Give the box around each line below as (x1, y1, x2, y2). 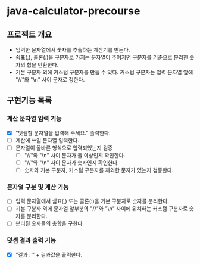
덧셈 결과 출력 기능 (7, 237, 57, 245)
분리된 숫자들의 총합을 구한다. (15, 220, 85, 227)
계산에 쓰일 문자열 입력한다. (15, 136, 80, 144)
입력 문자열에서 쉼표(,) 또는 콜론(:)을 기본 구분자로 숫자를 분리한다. (15, 198, 169, 205)
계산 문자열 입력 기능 (7, 114, 62, 123)
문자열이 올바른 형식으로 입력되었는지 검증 (15, 144, 113, 151)
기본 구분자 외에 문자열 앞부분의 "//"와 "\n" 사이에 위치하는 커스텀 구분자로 (15, 205, 188, 212)
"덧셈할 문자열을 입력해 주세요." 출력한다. (15, 129, 111, 136)
